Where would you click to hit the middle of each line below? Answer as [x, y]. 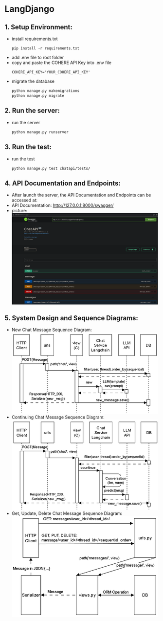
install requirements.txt [35, 39]
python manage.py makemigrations [45, 91]
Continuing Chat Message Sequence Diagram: [58, 417]
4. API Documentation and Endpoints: [63, 184]
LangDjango [29, 9]
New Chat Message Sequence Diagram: [52, 330]
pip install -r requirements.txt [45, 48]
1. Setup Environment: [38, 27]
